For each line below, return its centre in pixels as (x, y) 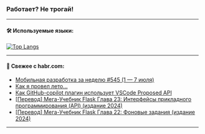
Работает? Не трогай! (40, 9)
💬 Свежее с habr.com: (35, 66)
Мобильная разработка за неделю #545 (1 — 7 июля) (85, 79)
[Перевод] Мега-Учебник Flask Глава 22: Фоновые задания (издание (105, 112)
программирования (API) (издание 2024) (69, 105)
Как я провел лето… (41, 86)
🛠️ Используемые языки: (40, 30)
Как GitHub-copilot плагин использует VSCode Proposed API (93, 93)
